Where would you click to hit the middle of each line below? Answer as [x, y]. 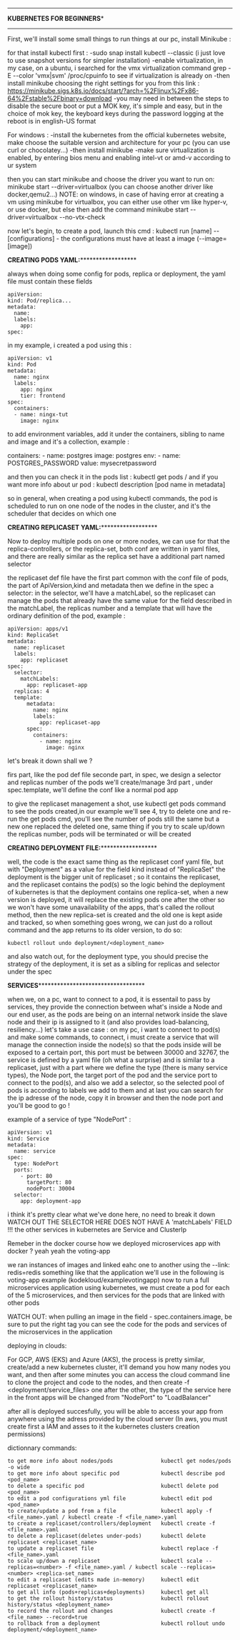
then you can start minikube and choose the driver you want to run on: [111, 179]
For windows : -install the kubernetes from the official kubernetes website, [117, 135]
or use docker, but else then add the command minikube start [98, 209]
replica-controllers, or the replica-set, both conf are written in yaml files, [114, 549]
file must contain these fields [50, 281]
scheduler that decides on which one [62, 514]
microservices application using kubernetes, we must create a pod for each [119, 1287]
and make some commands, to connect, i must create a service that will [113, 1037]
